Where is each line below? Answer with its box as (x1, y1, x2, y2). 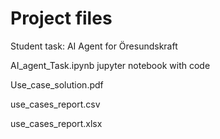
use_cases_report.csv (10, 98, 101, 110)
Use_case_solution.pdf (10, 78, 104, 91)
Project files (10, 7, 113, 30)
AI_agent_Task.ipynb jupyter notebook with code (10, 59, 211, 71)
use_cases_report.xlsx (10, 117, 103, 129)
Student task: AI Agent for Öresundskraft (10, 40, 178, 52)
